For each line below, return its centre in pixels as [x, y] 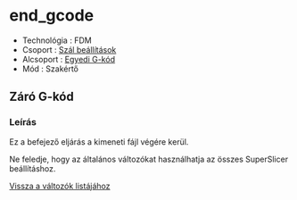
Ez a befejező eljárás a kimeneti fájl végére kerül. [99, 142]
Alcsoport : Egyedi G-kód [69, 59]
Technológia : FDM [57, 40]
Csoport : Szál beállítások [69, 49]
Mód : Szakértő [50, 69]
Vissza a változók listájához [60, 186]
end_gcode [52, 16]
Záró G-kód [41, 97]
